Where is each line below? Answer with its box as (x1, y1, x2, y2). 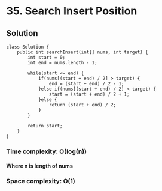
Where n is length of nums (6, 162, 73, 169)
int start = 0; (27, 55, 66, 61)
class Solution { (6, 44, 50, 50)
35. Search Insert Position (6, 4, 137, 18)
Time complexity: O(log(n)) (6, 147, 87, 156)
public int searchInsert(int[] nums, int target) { (17, 49, 148, 55)
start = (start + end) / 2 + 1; (48, 91, 130, 97)
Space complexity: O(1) (6, 177, 76, 186)
